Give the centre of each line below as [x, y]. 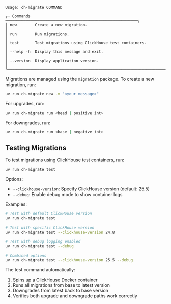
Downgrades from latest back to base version [60, 291]
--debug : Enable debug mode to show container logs [67, 195]
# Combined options [26, 255]
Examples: [16, 204]
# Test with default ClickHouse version [49, 214]
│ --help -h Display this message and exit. [54, 52]
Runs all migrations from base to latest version [61, 285]
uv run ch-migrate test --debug [39, 246]
